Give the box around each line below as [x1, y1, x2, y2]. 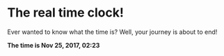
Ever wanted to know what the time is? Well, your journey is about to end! [7, 28, 218, 36]
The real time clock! [7, 5, 124, 21]
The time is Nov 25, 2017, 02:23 [7, 41, 100, 49]
